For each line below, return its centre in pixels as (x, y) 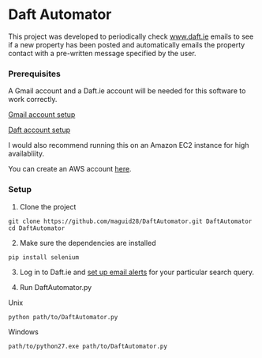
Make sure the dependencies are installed (88, 243)
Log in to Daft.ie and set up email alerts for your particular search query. (137, 272)
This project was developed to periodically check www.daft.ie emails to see (131, 36)
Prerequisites (34, 73)
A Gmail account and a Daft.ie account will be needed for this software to (127, 91)
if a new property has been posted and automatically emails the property (127, 44)
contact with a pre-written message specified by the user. (102, 53)
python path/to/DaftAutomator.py (63, 317)
